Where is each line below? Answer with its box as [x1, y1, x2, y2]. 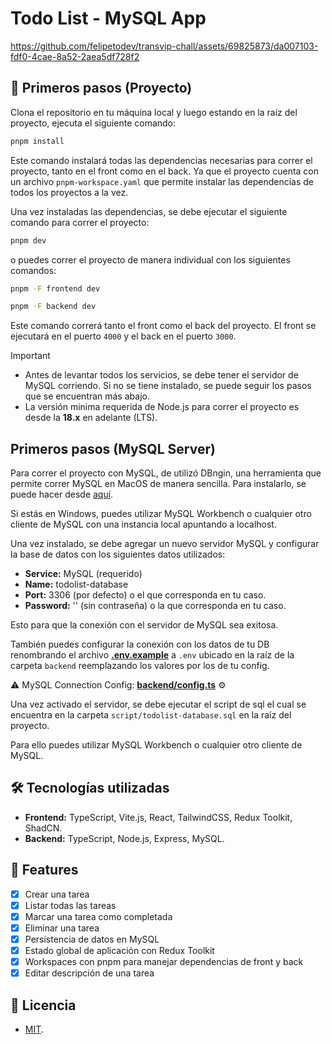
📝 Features [10, 862, 79, 879]
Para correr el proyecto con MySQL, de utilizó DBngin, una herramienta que [10, 467, 322, 479]
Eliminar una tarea [24, 922, 100, 934]
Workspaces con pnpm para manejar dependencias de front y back [24, 956, 304, 968]
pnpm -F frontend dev [10, 283, 101, 294]
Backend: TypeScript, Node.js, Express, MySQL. [24, 832, 225, 844]
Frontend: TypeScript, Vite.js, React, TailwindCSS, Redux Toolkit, [24, 811, 293, 823]
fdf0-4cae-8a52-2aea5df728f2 [10, 50, 140, 62]
